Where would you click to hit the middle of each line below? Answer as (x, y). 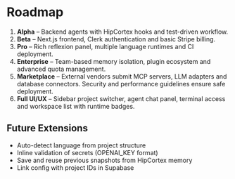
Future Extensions (47, 128)
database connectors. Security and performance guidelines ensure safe (121, 84)
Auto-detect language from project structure (81, 145)
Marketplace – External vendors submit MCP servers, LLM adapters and (122, 76)
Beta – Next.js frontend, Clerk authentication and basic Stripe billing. (116, 39)
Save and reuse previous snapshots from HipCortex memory (104, 160)
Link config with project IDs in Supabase (75, 167)
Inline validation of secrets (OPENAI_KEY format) (88, 152)
